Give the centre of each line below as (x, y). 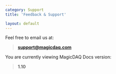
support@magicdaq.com (44, 47)
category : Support (24, 10)
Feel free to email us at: (30, 37)
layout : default (22, 23)
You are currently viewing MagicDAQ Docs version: (59, 57)
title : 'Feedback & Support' (36, 14)
